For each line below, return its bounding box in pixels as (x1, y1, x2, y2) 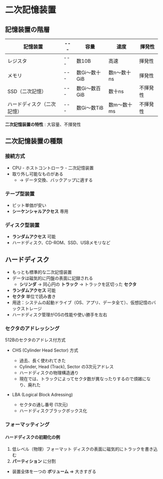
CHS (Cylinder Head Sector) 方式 (12, 347, 79, 353)
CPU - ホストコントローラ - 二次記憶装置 (12, 165, 94, 171)
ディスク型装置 (5, 222, 40, 229)
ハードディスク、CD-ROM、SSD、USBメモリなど (12, 240, 111, 246)
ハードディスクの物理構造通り (19, 370, 79, 376)
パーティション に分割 (12, 458, 56, 464)
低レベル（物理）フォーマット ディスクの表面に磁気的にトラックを (12, 446, 145, 452)
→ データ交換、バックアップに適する (19, 177, 93, 183)
